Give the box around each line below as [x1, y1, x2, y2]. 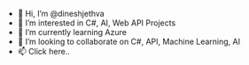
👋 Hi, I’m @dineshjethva [17, 9, 105, 18]
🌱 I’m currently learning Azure [17, 27, 127, 37]
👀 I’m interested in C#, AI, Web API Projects [17, 18, 176, 28]
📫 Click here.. [17, 47, 71, 56]
